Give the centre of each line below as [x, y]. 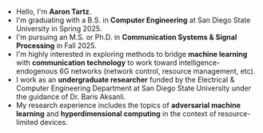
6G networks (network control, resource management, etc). [157, 71]
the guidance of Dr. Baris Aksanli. [71, 97]
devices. [54, 122]
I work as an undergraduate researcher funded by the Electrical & [125, 80]
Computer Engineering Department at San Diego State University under [133, 88]
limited [27, 122]
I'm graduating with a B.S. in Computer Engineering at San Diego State [133, 20]
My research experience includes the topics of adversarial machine [128, 105]
